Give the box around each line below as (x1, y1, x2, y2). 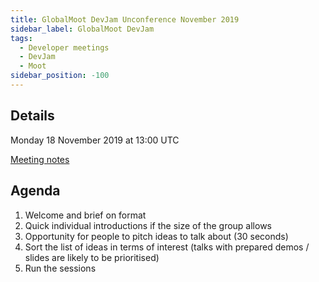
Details (10, 107, 55, 125)
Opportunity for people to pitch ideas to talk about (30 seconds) (24, 230, 289, 242)
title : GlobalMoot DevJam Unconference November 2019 (10, 14, 240, 25)
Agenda (10, 182, 61, 200)
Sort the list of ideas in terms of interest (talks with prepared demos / (24, 241, 310, 253)
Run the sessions (24, 262, 97, 274)
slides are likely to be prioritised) (24, 251, 160, 263)
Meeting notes (10, 153, 70, 165)
